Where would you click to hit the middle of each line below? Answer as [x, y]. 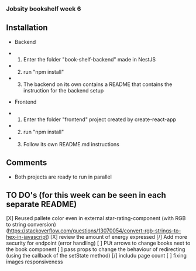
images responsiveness [35, 262]
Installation [27, 28]
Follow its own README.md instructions [71, 144]
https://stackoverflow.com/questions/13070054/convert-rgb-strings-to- [94, 231]
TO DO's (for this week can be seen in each [86, 195]
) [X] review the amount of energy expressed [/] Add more [117, 237]
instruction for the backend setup [63, 90]
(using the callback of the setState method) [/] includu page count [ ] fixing [97, 256]
